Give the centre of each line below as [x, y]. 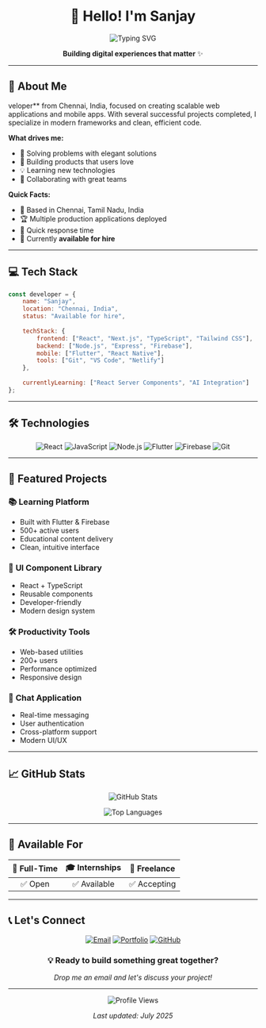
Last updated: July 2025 [133, 1015]
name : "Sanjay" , [49, 302]
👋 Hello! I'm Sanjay [133, 16]
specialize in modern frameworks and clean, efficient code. [105, 122]
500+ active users [49, 530]
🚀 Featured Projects [58, 479]
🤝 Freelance [152, 868]
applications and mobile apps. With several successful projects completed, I [132, 114]
